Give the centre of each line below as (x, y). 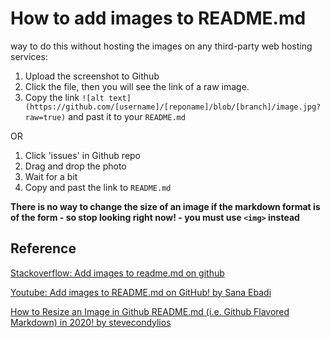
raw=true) (45, 117)
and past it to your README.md (127, 116)
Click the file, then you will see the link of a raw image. (137, 86)
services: (29, 56)
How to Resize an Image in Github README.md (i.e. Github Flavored (150, 311)
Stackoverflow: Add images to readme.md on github (117, 273)
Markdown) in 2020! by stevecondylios (91, 322)
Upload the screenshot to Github (92, 76)
